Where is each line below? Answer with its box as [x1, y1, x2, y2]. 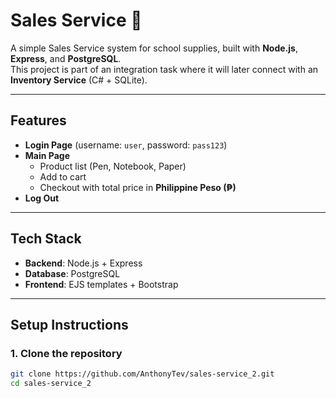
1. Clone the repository [10, 346, 123, 360]
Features [10, 112, 67, 129]
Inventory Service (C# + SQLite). [10, 74, 148, 86]
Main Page [24, 149, 70, 161]
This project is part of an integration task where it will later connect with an [10, 63, 319, 75]
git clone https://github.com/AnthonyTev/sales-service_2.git [10, 369, 275, 379]
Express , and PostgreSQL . [10, 52, 122, 64]
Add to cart [39, 170, 87, 183]
